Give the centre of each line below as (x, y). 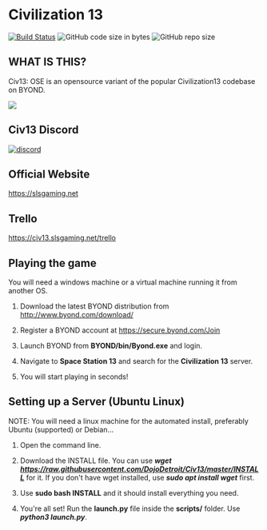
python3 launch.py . (54, 516)
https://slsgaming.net (43, 193)
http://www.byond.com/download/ (77, 315)
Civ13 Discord (44, 130)
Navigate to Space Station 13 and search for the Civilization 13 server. (136, 361)
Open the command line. (60, 444)
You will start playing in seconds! (74, 377)
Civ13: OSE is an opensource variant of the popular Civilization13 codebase (132, 81)
